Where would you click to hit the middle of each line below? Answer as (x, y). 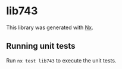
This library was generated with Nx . (50, 27)
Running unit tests (41, 46)
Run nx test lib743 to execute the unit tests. (61, 60)
